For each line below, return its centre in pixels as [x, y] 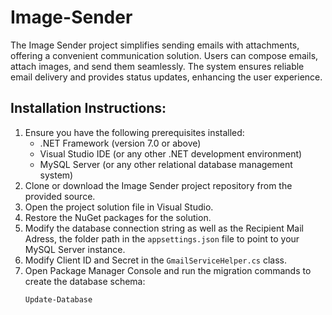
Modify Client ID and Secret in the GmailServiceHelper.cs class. [155, 260]
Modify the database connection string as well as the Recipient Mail [164, 228]
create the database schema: [85, 281]
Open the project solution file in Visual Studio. [119, 207]
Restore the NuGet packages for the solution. [118, 217]
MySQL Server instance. [75, 249]
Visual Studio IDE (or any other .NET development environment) [171, 153]
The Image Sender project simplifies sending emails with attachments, [155, 45]
